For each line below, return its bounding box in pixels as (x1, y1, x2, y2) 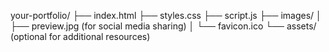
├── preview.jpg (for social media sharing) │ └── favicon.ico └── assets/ (10, 20, 317, 32)
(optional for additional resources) (10, 31, 151, 42)
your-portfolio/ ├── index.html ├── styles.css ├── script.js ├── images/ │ (10, 10, 322, 21)
